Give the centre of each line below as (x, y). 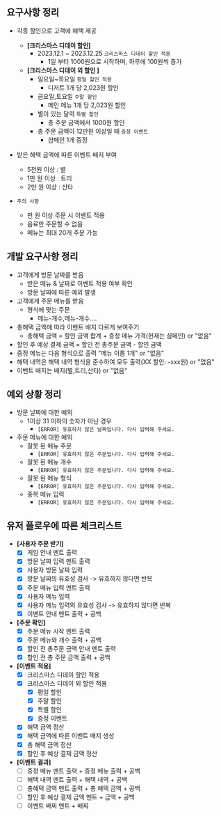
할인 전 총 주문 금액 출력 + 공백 (68, 657)
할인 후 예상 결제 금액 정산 (62, 753)
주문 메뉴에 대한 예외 (44, 437)
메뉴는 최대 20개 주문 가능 (62, 233)
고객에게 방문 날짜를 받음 (50, 274)
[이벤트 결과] (34, 762)
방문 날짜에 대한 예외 (44, 412)
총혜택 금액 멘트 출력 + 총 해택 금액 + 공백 (83, 788)
